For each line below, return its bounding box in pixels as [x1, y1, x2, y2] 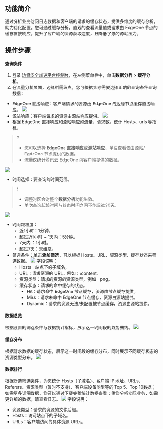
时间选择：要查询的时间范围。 [12, 176, 72, 182]
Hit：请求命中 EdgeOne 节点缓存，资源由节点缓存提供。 [26, 289, 138, 294]
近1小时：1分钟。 [19, 228, 53, 234]
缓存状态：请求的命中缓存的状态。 [19, 282, 88, 288]
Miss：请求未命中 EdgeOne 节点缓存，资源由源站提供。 [26, 294, 138, 300]
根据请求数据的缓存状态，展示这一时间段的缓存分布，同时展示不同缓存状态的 [5, 348, 158, 354]
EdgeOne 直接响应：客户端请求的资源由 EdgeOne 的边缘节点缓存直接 [12, 101, 151, 107]
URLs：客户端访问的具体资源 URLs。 [12, 419, 86, 425]
